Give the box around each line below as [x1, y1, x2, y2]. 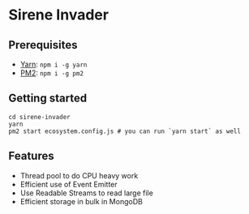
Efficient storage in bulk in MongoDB [19, 196, 144, 206]
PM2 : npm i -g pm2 [19, 68, 84, 78]
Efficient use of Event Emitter [19, 179, 118, 189]
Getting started [8, 92, 88, 105]
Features [8, 149, 54, 163]
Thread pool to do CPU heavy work [19, 170, 139, 180]
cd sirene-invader [8, 113, 71, 121]
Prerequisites [8, 38, 78, 52]
